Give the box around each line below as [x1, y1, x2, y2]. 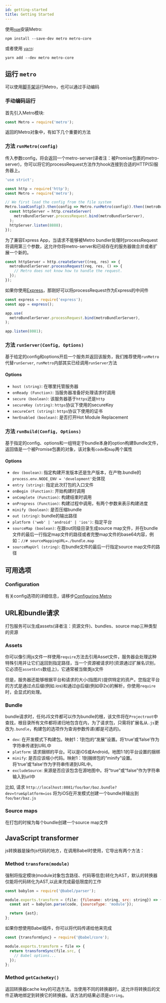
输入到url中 [12, 774, 36, 780]
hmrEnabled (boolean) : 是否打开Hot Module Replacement [12, 414, 128, 420]
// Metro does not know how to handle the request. [14, 269, 123, 274]
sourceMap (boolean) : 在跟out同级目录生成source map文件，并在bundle [12, 525, 158, 531]
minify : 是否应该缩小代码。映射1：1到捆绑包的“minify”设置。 [12, 755, 135, 761]
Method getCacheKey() [5, 974, 59, 981]
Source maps [5, 807, 38, 814]
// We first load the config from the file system [5, 200, 112, 205]
